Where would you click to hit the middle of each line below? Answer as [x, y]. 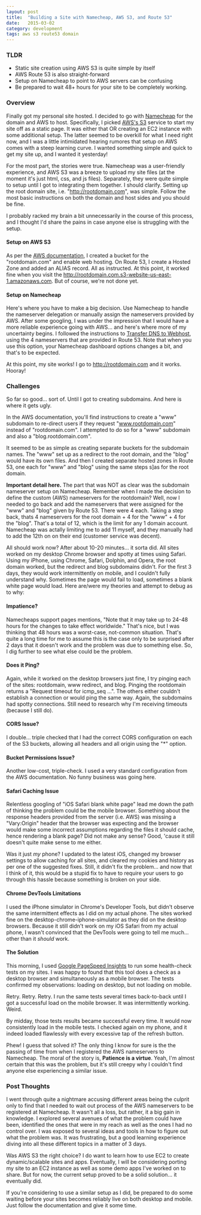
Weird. [14, 1009]
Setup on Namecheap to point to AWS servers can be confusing [94, 81]
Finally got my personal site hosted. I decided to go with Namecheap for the [100, 116]
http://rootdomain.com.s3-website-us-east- [117, 274]
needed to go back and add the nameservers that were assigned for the [95, 504]
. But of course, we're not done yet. [95, 281]
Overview [21, 103]
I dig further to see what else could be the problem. [69, 651]
